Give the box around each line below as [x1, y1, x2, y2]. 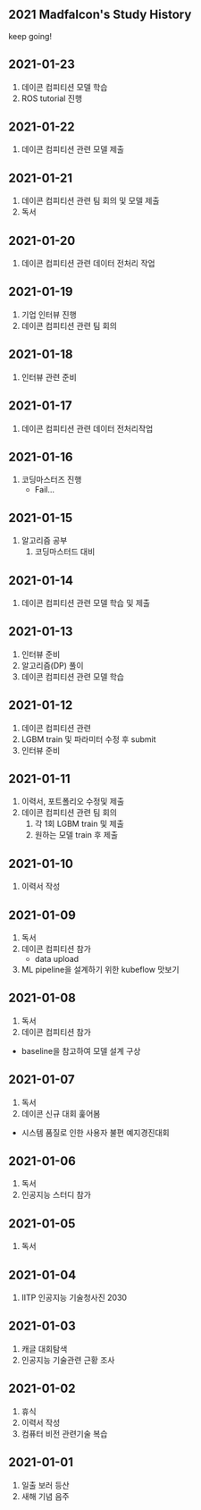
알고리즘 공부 [21, 536, 68, 546]
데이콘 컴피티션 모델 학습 [21, 81, 108, 92]
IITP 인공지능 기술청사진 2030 [21, 1292, 127, 1303]
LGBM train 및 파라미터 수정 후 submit [21, 733, 157, 745]
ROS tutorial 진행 [21, 93, 82, 104]
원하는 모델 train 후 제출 [34, 830, 118, 840]
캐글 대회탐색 [21, 1343, 68, 1354]
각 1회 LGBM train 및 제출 [34, 818, 124, 830]
